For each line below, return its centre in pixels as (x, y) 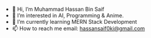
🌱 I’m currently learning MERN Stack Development (74, 22)
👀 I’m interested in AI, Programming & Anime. (68, 15)
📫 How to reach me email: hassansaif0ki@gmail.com (78, 28)
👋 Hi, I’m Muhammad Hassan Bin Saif (58, 9)
